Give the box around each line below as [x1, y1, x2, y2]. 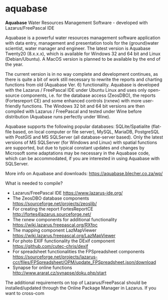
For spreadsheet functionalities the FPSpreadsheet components [12, 248, 144, 254]
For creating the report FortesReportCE [12, 206, 94, 212]
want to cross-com [5, 290, 45, 296]
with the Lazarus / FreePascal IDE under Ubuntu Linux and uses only [5, 87, 147, 93]
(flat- [151, 123, 161, 129]
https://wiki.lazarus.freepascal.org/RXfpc [12, 222, 98, 228]
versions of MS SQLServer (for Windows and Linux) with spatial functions [5, 139, 157, 145]
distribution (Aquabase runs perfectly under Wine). [5, 113, 110, 119]
